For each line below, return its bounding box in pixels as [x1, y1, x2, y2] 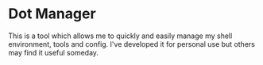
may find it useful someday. [8, 48, 99, 57]
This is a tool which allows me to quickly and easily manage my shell [8, 31, 233, 40]
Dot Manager [8, 5, 97, 23]
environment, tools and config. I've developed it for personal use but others [8, 39, 256, 48]
